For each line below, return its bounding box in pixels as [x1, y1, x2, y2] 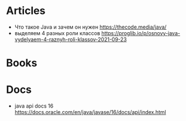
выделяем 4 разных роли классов [14, 29, 101, 36]
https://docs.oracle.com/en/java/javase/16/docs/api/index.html [14, 109, 167, 116]
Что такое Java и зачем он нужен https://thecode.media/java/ [14, 23, 167, 30]
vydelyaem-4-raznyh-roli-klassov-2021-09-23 [14, 36, 127, 43]
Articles [6, 4, 46, 18]
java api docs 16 [14, 102, 54, 109]
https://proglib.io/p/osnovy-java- [101, 29, 180, 36]
